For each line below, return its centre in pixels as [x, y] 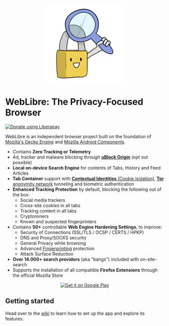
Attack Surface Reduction [47, 254]
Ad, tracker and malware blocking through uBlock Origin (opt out [80, 157]
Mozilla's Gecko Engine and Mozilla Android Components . [65, 142]
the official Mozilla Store [38, 275]
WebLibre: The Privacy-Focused [74, 102]
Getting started [30, 301]
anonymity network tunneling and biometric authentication [73, 184]
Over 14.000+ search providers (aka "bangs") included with [76, 259]
